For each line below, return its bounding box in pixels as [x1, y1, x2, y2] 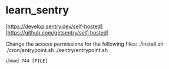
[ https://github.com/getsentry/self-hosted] [5, 29, 109, 36]
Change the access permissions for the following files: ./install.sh [5, 40, 164, 47]
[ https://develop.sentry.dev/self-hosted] [5, 23, 103, 30]
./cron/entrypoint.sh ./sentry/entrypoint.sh [5, 46, 108, 53]
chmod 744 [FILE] [5, 58, 48, 64]
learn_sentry [5, 4, 69, 17]
